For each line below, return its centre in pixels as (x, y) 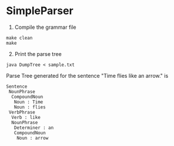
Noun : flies (30, 107)
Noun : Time (29, 102)
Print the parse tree (38, 54)
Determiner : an (34, 128)
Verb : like (26, 117)
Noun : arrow (33, 138)
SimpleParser (40, 11)
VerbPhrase (22, 112)
